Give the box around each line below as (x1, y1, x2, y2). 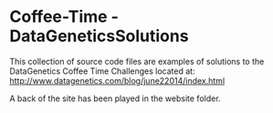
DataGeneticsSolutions (9, 26, 189, 46)
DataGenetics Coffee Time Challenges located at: (9, 66, 195, 77)
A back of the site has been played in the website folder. (9, 93, 221, 104)
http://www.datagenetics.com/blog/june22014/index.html (9, 75, 226, 86)
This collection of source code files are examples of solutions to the (9, 56, 265, 67)
